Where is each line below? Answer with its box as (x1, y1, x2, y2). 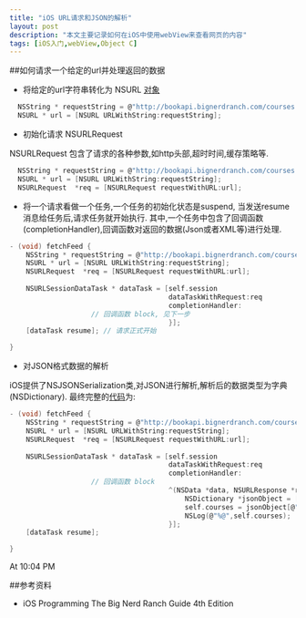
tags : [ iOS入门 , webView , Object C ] (9, 38, 138, 48)
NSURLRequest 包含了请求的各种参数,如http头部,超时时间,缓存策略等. (9, 148, 269, 159)
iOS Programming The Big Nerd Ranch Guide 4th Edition (22, 598, 234, 609)
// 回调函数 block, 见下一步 (90, 309, 191, 319)
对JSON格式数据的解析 (22, 361, 109, 372)
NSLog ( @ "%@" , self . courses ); (184, 511, 291, 520)
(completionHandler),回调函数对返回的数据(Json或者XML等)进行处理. (22, 223, 282, 234)
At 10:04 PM (9, 561, 56, 572)
